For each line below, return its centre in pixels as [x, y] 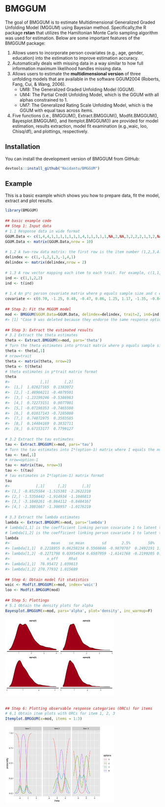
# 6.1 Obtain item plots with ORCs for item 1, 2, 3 [60, 714]
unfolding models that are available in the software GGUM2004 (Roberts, [86, 79]
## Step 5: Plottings [27, 600]
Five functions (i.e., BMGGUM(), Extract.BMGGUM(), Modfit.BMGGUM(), [85, 115]
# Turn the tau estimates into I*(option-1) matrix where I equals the [80, 450]
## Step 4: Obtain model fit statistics [47, 580]
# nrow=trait [18, 356]
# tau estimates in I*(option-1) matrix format [55, 476]
